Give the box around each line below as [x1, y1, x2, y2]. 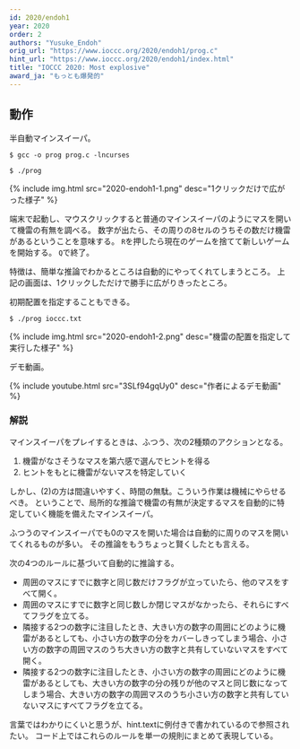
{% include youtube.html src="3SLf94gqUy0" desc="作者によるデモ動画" [9, 380, 282, 391]
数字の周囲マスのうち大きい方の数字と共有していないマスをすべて [46, 643, 288, 655]
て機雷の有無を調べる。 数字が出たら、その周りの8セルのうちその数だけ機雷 [9, 224, 291, 235]
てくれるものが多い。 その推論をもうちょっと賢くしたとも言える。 [9, 538, 254, 549]
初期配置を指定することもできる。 [9, 296, 135, 307]
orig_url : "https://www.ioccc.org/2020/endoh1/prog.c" [9, 47, 219, 56]
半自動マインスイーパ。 [9, 132, 96, 144]
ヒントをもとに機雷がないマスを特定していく [21, 466, 188, 477]
